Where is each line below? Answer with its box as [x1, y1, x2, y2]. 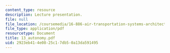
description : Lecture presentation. [5, 12, 82, 17]
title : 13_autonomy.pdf [5, 36, 56, 41]
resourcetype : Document [5, 31, 56, 36]
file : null [5, 17, 28, 22]
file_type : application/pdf [5, 26, 65, 31]
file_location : [5, 21, 37, 27]
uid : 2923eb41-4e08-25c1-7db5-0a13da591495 [5, 40, 99, 45]
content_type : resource [5, 7, 56, 13]
